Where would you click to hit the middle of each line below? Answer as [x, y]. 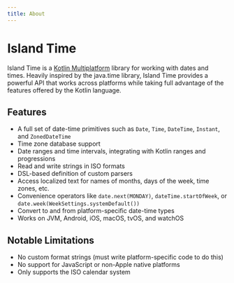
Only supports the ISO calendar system [74, 272]
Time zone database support [59, 144]
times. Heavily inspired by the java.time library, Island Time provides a [108, 75]
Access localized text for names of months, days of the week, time [113, 181]
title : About [26, 14]
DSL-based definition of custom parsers [75, 174]
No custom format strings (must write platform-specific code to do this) [120, 257]
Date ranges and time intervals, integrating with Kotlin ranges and [111, 151]
